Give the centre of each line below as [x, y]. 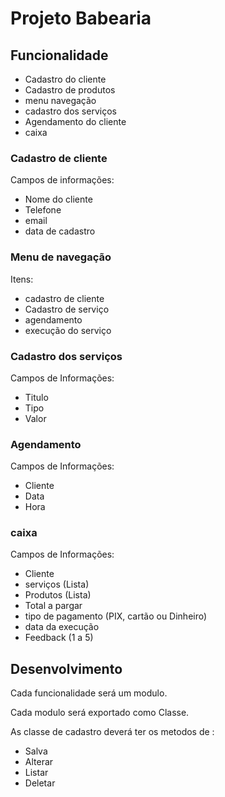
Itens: [22, 279]
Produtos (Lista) [58, 595]
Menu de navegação [61, 257]
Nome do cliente [58, 199]
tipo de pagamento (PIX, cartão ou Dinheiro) [116, 616]
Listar [36, 773]
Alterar [39, 762]
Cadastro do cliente [65, 79]
